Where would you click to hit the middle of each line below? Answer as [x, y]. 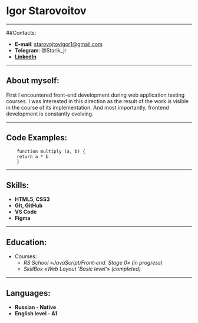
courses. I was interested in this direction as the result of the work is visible [98, 101]
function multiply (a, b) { [51, 151]
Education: [27, 242]
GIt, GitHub [29, 206]
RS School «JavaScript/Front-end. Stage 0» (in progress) [93, 263]
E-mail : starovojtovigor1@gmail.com [59, 44]
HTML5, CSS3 [32, 199]
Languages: [29, 293]
